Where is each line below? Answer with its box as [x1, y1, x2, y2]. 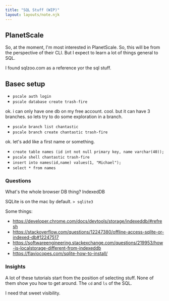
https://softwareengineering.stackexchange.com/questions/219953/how [12, 240, 163, 246]
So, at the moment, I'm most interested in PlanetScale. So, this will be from [5, 44, 160, 51]
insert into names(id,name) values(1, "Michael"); [12, 160, 122, 165]
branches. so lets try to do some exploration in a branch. [5, 114, 123, 120]
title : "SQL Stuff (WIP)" [5, 7, 60, 13]
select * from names [12, 166, 56, 171]
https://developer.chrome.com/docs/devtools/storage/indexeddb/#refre [12, 218, 162, 224]
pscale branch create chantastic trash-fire [12, 130, 108, 135]
